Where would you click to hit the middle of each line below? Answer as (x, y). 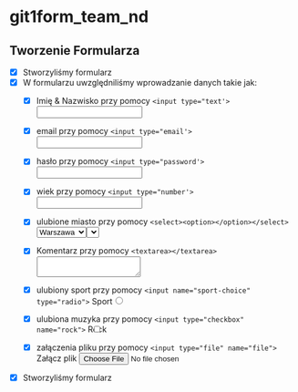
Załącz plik (57, 358)
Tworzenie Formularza (75, 51)
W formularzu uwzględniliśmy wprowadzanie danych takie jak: (140, 83)
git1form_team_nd (79, 17)
